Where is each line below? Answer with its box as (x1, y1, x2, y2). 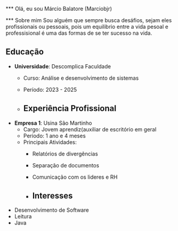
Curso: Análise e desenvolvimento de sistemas (23, 74, 139, 82)
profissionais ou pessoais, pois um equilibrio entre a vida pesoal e (5, 23, 168, 30)
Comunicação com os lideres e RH (32, 173, 118, 181)
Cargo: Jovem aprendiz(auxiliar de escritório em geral (23, 125, 157, 133)
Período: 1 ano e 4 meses (23, 132, 86, 139)
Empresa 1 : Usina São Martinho (14, 119, 92, 127)
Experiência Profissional (23, 103, 117, 113)
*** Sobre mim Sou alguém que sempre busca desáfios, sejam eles (5, 17, 172, 23)
